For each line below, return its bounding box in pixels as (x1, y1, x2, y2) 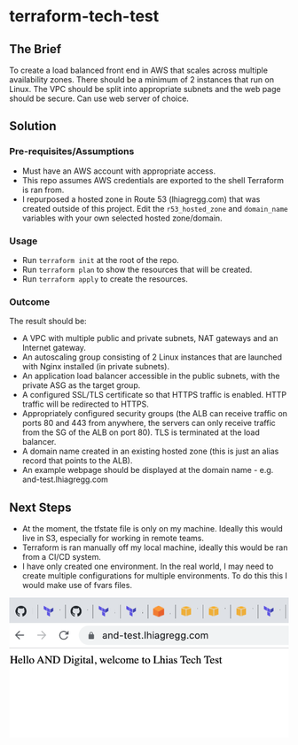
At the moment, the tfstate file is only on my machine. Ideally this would (21, 524, 284, 534)
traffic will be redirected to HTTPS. (21, 399, 149, 409)
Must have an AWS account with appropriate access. (21, 166, 216, 176)
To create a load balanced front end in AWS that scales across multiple (9, 65, 269, 75)
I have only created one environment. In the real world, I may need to (21, 561, 274, 572)
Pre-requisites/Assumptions (9, 145, 135, 158)
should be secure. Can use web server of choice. (9, 93, 189, 104)
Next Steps (9, 500, 72, 515)
